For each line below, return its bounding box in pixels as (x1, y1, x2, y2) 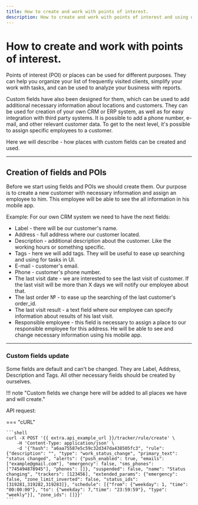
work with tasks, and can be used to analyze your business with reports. (6, 84, 182, 92)
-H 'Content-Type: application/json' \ (16, 440, 115, 446)
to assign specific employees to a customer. (6, 127, 113, 134)
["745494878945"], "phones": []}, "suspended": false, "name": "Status (6, 466, 186, 472)
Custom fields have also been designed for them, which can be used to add (6, 96, 190, 103)
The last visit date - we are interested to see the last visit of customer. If (14, 275, 189, 282)
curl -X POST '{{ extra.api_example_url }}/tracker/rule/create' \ (6, 435, 176, 441)
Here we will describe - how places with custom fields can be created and (6, 138, 186, 145)
